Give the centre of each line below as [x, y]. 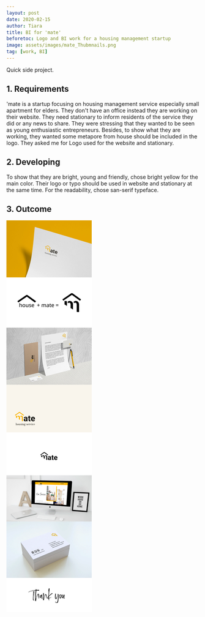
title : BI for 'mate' [34, 32]
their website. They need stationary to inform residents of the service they [100, 117]
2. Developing [33, 162]
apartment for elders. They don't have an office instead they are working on [102, 110]
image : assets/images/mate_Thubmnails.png [61, 45]
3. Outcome [29, 209]
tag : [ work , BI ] [27, 52]
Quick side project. [30, 70]
